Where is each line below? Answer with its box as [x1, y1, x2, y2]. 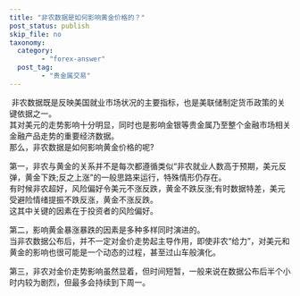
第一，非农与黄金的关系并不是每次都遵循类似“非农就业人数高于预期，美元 [9, 160, 279, 171]
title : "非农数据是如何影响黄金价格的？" [9, 13, 146, 22]
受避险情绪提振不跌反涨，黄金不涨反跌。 [9, 194, 158, 205]
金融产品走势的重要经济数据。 [9, 131, 119, 141]
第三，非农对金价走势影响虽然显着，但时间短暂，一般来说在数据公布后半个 [9, 266, 283, 276]
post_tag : [17, 63, 54, 72]
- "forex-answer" [41, 55, 105, 63]
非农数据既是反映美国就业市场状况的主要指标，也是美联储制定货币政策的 [11, 97, 278, 107]
